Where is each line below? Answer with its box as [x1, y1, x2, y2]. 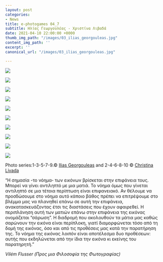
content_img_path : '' [5, 40, 51, 45]
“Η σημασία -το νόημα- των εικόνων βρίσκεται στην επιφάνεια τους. [5, 177, 149, 183]
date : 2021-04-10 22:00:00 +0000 [5, 31, 75, 36]
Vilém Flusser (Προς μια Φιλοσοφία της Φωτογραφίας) [5, 251, 121, 257]
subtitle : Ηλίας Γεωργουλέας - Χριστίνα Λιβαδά [5, 26, 107, 31]
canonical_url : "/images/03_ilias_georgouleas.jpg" [5, 49, 115, 54]
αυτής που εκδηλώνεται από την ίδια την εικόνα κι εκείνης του [5, 236, 136, 242]
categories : [5, 12, 30, 17]
